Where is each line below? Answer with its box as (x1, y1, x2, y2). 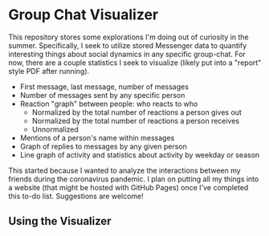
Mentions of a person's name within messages (19, 132, 175, 142)
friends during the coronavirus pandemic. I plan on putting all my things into (8, 174, 259, 184)
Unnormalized (31, 124, 79, 134)
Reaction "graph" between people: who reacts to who (19, 99, 198, 108)
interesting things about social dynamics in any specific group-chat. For (8, 49, 247, 59)
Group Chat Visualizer (8, 6, 159, 24)
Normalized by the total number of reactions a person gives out (31, 107, 243, 117)
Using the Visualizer (8, 214, 112, 228)
